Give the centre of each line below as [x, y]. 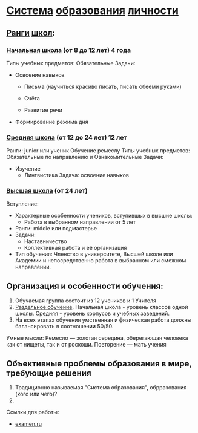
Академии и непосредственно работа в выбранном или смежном [101, 261]
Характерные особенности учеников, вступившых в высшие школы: [104, 216]
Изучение [28, 169]
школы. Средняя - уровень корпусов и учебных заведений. [92, 314]
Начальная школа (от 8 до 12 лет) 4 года [69, 50]
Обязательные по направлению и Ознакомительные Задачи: [85, 157]
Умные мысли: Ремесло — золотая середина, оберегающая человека [97, 338]
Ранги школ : [31, 33]
